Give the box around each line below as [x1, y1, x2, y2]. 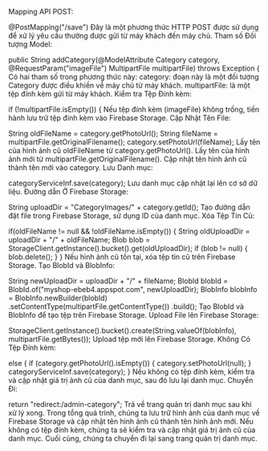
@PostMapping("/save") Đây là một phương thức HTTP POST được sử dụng [8, 22, 259, 31]
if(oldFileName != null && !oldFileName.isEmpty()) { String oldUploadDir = [8, 226, 250, 236]
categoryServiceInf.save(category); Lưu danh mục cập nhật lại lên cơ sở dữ [8, 178, 258, 188]
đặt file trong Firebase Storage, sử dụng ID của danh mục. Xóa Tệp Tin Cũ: [8, 211, 255, 220]
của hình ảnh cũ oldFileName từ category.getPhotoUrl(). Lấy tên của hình [8, 146, 250, 155]
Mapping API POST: [8, 7, 74, 16]
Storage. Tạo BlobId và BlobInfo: [8, 261, 116, 270]
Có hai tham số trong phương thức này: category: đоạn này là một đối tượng [8, 72, 259, 81]
